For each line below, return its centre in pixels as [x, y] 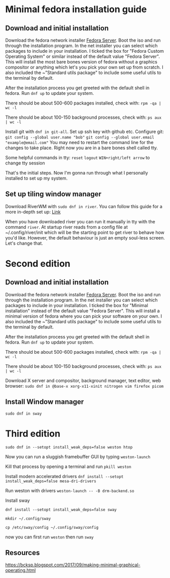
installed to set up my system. [37, 178]
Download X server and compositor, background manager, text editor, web [83, 380]
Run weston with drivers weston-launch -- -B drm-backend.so [70, 490]
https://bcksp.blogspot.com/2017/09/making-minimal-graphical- [73, 565]
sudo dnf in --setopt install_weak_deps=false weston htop [69, 447]
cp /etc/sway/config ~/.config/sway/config [52, 527]
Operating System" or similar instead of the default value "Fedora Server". [82, 56]
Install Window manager [45, 402]
